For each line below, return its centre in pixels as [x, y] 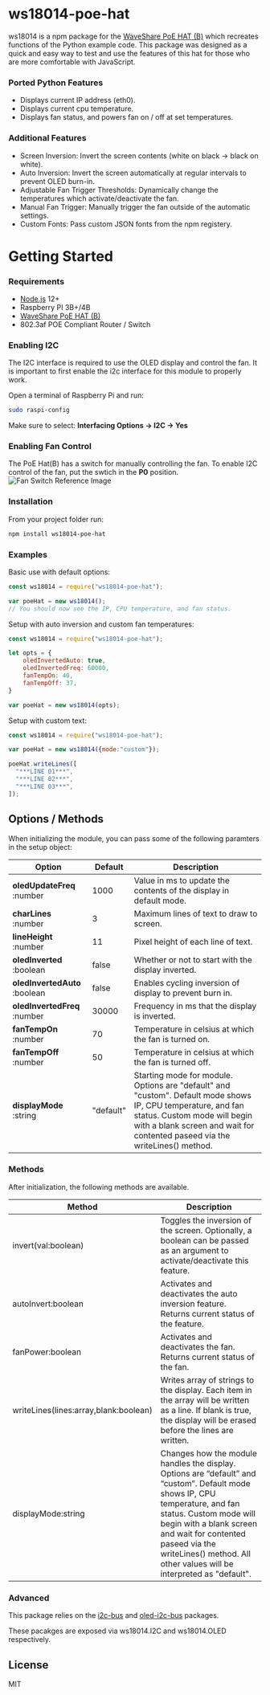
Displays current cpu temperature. [77, 108]
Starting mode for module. [183, 1075]
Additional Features [47, 138]
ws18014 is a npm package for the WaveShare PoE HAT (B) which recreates [133, 36]
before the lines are [197, 1430]
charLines [32, 913]
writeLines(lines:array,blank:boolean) [82, 1410]
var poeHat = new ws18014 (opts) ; [64, 705]
